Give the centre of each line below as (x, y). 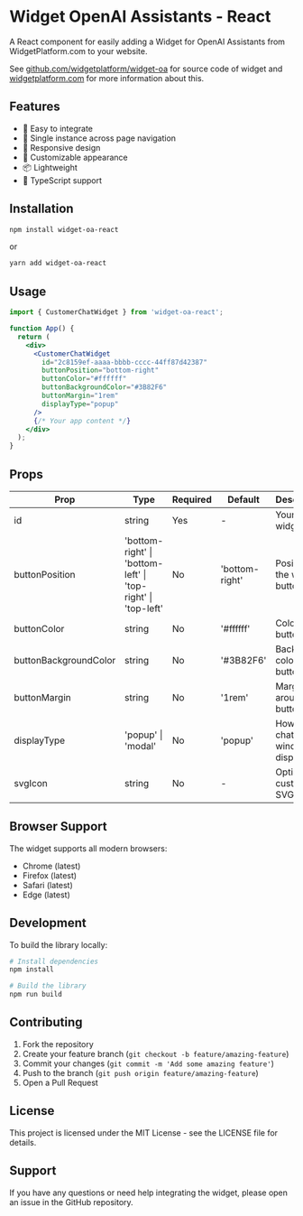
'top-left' (144, 608)
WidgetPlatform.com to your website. (78, 51)
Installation (41, 209)
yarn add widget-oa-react (58, 264)
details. (23, 1142)
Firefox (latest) (50, 875)
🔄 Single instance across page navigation (99, 138)
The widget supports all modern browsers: (88, 848)
